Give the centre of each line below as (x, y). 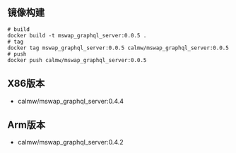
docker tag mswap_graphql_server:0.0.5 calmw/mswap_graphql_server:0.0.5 (118, 48)
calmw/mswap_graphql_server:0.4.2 (70, 142)
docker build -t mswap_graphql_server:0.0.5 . (77, 35)
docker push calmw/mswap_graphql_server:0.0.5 (77, 60)
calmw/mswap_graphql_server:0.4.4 (71, 101)
